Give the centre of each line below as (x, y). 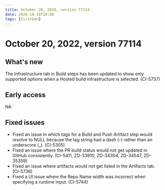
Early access (26, 95)
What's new (24, 62)
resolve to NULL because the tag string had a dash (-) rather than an (82, 140)
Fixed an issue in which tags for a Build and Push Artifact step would (82, 134)
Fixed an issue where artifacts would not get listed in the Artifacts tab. (83, 166)
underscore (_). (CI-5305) (39, 145)
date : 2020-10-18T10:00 (30, 14)
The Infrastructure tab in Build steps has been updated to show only (75, 74)
